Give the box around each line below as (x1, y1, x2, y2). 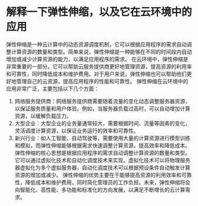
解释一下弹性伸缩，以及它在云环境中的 (6, 5, 193, 19)
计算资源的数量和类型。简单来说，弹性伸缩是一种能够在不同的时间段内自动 (11, 48, 192, 55)
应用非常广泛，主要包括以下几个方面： (6, 85, 99, 92)
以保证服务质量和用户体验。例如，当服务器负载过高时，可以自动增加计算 (14, 104, 190, 112)
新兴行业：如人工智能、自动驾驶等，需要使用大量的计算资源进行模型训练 (14, 134, 190, 142)
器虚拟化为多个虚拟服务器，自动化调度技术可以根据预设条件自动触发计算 (14, 164, 190, 171)
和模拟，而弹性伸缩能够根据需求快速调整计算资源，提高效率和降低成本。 (14, 142, 190, 149)
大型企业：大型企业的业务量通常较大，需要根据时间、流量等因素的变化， (14, 119, 190, 127)
